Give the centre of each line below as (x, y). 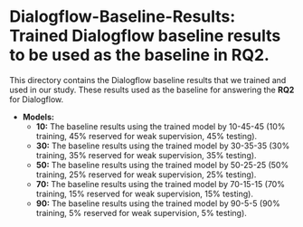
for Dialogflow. (37, 99)
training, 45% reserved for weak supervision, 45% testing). (147, 136)
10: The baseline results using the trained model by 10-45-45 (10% (161, 126)
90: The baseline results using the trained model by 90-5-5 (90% (158, 203)
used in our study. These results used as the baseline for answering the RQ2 (152, 90)
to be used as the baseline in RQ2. (139, 55)
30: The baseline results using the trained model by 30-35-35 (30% (163, 146)
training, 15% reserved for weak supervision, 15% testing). (144, 194)
